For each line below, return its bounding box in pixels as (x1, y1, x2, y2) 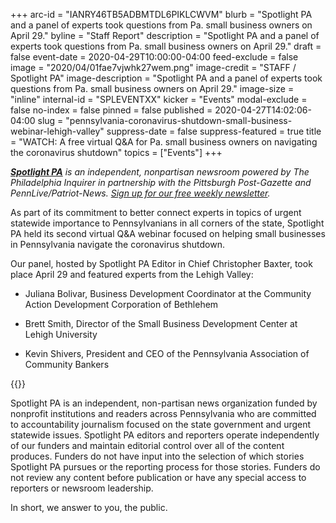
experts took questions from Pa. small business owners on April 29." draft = (10, 40, 322, 52)
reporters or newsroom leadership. (10, 482, 154, 494)
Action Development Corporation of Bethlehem (24, 299, 219, 310)
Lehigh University (24, 329, 98, 340)
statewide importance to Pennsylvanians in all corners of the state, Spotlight (10, 217, 325, 229)
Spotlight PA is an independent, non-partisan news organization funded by (10, 397, 318, 409)
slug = (37, 115, 64, 126)
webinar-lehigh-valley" (10, 125, 105, 137)
